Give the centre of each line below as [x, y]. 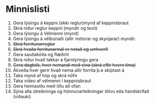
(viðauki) [22, 96]
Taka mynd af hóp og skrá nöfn [45, 75]
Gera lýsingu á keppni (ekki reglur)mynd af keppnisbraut [71, 23]
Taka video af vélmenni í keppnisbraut [52, 81]
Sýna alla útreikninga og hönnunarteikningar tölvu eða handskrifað [81, 91]
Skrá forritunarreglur [34, 44]
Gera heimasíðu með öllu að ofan [47, 86]
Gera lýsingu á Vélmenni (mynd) [46, 33]
